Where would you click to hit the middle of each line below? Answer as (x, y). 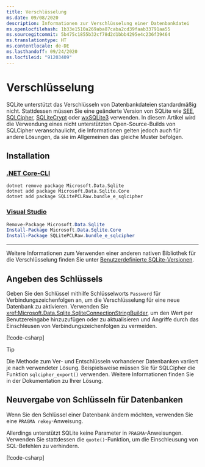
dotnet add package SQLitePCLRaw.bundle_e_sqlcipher (75, 197)
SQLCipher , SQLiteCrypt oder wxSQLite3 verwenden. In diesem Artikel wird (101, 117)
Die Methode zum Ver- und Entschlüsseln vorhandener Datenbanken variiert (102, 361)
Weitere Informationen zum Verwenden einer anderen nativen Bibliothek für (101, 253)
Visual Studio (27, 212)
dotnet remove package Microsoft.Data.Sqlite (65, 186)
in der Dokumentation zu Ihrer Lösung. (55, 380)
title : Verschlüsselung (37, 12)
